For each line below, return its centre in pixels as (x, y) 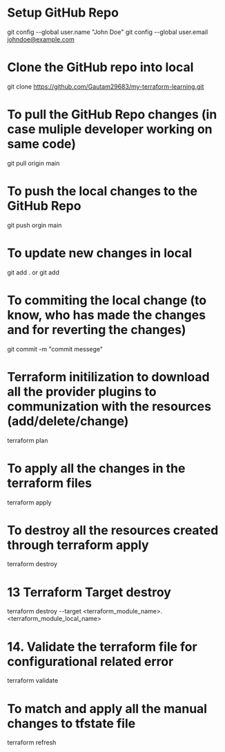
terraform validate (33, 681)
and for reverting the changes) (97, 330)
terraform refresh (32, 742)
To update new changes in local (100, 253)
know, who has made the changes (106, 315)
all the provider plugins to (82, 391)
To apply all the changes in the (96, 468)
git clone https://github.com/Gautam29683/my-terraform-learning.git (106, 86)
